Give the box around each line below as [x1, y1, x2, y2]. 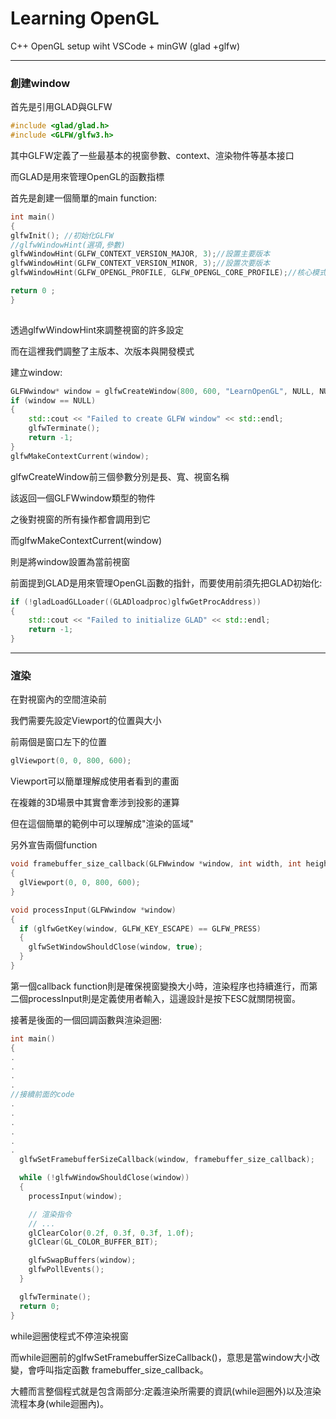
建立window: [10, 366, 63, 378]
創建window [10, 76, 71, 90]
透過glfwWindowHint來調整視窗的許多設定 [10, 323, 185, 336]
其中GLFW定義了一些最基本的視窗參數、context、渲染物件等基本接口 [10, 149, 295, 161]
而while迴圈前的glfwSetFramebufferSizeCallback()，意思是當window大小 [10, 1351, 312, 1363]
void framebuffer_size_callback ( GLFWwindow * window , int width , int [10, 859, 302, 869]
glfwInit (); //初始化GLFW [10, 230, 114, 241]
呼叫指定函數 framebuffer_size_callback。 [36, 1363, 209, 1376]
